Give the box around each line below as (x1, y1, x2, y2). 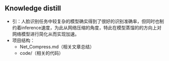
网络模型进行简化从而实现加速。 (12, 30, 79, 37)
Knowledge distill (5, 4, 62, 13)
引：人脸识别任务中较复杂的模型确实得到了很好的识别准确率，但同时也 (12, 18, 160, 24)
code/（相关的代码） (19, 50, 64, 56)
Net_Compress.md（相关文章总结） (19, 43, 95, 50)
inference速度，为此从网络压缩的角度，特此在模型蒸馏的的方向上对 (21, 24, 162, 30)
